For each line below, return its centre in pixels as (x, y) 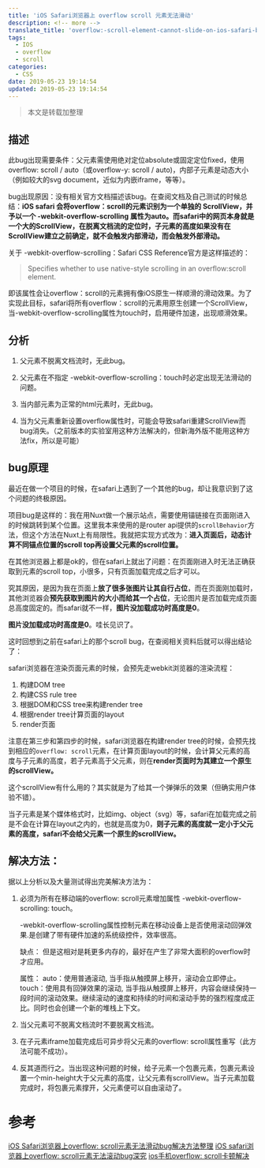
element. (42, 277)
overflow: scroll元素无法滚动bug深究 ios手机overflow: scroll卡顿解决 (139, 1155)
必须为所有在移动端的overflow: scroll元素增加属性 (100, 898)
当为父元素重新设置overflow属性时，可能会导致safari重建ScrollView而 (132, 421)
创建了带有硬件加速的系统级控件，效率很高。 (108, 934)
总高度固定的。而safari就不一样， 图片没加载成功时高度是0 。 (106, 608)
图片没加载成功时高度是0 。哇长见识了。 (73, 624)
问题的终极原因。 (43, 498)
